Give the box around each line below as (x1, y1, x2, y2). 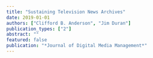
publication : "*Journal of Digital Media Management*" (6, 43, 148, 49)
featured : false (6, 37, 47, 43)
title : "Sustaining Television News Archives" (6, 8, 126, 15)
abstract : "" (6, 31, 39, 37)
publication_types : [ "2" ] (6, 25, 71, 32)
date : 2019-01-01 (6, 14, 50, 21)
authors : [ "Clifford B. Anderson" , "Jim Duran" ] (6, 20, 131, 26)
